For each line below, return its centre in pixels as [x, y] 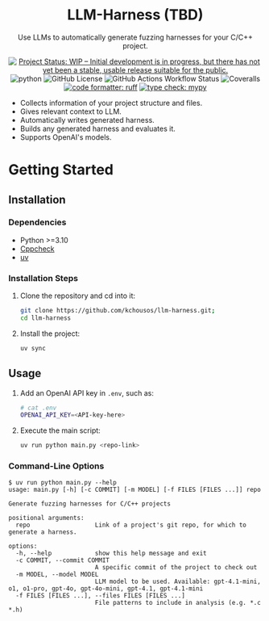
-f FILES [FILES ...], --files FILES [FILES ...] [100, 596]
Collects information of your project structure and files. [111, 103]
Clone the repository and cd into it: [77, 296]
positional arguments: [46, 518]
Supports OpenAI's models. [66, 137]
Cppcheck [37, 249]
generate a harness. [43, 532]
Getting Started [61, 170]
